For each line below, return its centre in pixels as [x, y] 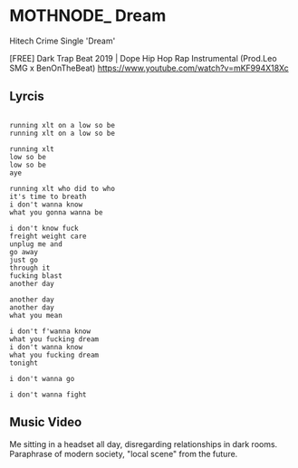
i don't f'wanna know [50, 331]
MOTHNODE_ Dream [88, 16]
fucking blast [36, 276]
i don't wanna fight [48, 395]
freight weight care [48, 236]
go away [24, 252]
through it [30, 268]
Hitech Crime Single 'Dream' [62, 41]
